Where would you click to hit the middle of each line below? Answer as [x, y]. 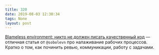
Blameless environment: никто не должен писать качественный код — [78, 37]
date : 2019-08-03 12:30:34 [32, 14]
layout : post [18, 23]
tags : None [16, 18]
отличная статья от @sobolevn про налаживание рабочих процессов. [76, 42]
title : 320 [16, 9]
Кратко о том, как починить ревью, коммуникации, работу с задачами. [80, 47]
